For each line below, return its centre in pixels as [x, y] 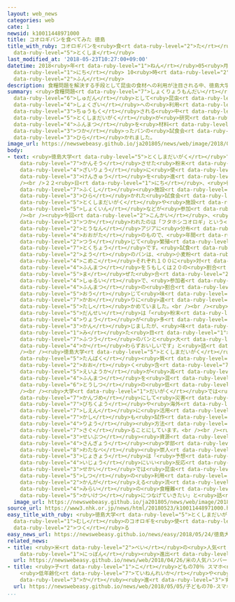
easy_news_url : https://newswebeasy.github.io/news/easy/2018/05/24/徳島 [116, 534]
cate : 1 [19, 27]
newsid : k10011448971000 [43, 33]
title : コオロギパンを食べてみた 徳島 [56, 40]
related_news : [28, 541]
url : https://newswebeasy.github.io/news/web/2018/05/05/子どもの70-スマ [120, 586]
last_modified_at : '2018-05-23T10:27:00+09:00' [78, 59]
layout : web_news [33, 14]
